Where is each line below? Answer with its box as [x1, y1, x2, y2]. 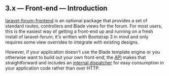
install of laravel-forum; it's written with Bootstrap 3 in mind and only [5, 33, 149, 40]
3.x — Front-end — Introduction [5, 4, 108, 13]
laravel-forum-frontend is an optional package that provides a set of [5, 17, 148, 23]
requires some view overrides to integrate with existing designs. [5, 39, 139, 45]
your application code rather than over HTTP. [5, 65, 100, 71]
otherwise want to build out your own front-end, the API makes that [5, 54, 146, 60]
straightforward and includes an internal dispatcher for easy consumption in [5, 59, 164, 65]
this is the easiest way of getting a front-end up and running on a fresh [5, 28, 153, 34]
